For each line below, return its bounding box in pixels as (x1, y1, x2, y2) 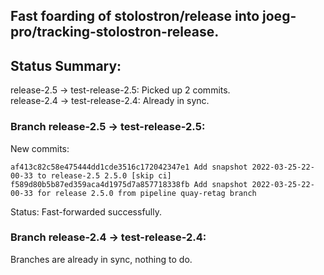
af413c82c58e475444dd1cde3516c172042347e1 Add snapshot (10, 162, 248, 172)
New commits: (10, 142, 70, 154)
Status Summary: (10, 57, 122, 74)
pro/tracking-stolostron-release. (10, 24, 220, 41)
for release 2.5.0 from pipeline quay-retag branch (36, 188, 257, 198)
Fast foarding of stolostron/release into (10, 8, 260, 25)
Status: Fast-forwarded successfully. (10, 205, 162, 218)
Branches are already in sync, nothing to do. (10, 253, 193, 265)
